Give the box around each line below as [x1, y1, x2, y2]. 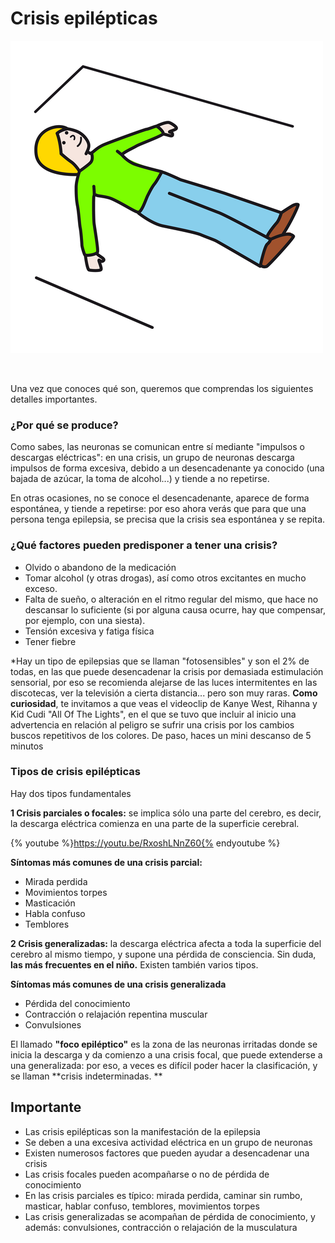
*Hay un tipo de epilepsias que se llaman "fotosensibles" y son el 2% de [10, 655, 310, 667]
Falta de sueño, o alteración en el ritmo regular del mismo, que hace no [24, 593, 319, 605]
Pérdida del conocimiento [24, 997, 131, 1009]
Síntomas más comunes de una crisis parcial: [10, 856, 203, 868]
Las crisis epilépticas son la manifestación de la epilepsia [24, 1125, 261, 1137]
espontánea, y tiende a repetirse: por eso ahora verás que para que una [10, 503, 307, 515]
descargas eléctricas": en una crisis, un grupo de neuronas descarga [10, 452, 295, 464]
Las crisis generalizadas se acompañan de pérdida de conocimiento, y [24, 1210, 316, 1222]
